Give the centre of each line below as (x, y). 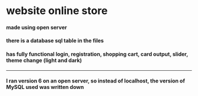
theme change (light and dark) (44, 60)
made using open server (37, 27)
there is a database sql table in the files (55, 41)
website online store (57, 11)
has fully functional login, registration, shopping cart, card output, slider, (97, 54)
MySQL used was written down (45, 87)
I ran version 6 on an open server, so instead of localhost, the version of (96, 81)
